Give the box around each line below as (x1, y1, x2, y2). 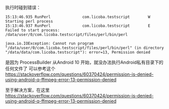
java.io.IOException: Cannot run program (5, 41, 94, 46)
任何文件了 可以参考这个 (5, 66, 56, 72)
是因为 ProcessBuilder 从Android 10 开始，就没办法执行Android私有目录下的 (5, 60, 163, 65)
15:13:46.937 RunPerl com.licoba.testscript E (5, 23, 151, 28)
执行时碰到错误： (5, 5, 41, 10)
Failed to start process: (5, 28, 60, 33)
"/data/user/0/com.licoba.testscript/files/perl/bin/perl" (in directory (5, 45, 164, 50)
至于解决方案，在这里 (5, 87, 50, 93)
